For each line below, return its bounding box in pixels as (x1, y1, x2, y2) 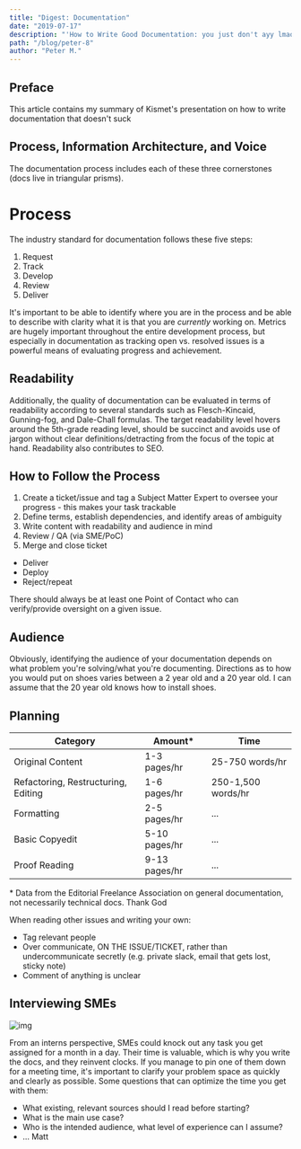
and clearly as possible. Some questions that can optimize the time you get (9, 1075, 287, 1086)
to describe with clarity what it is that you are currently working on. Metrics (9, 316, 287, 327)
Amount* (153, 734, 194, 747)
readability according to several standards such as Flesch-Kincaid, (9, 404, 256, 415)
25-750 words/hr (211, 756, 287, 768)
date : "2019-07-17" (9, 22, 82, 31)
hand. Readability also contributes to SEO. (9, 442, 164, 454)
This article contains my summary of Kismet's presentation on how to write (9, 103, 287, 114)
